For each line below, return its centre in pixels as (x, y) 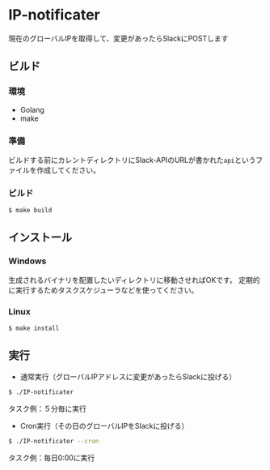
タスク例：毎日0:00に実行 (52, 457)
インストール (40, 238)
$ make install (34, 329)
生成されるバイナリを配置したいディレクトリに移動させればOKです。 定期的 (134, 280)
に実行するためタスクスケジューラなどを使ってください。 (103, 290)
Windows (27, 261)
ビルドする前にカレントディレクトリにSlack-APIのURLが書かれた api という (132, 160)
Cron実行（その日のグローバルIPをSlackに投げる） (104, 425)
